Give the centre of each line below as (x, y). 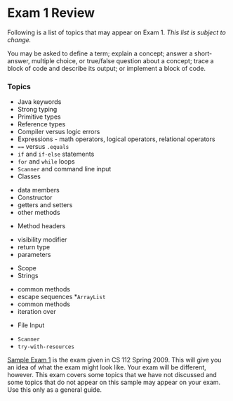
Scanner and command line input (64, 169)
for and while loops (46, 162)
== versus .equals (43, 147)
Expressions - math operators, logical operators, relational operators (116, 139)
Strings (28, 276)
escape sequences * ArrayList (61, 297)
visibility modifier (42, 239)
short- (203, 53)
